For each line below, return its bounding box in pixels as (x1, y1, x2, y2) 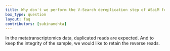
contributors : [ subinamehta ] (5, 21, 67, 26)
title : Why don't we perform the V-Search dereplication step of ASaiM (5, 7, 159, 12)
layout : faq (5, 16, 30, 21)
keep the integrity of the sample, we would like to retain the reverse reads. (5, 40, 160, 46)
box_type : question (5, 12, 47, 17)
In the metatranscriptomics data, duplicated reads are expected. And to (5, 35, 154, 41)
